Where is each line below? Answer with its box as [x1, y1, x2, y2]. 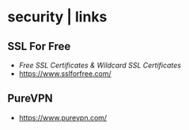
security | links [7, 8, 108, 26]
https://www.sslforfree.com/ [18, 69, 112, 78]
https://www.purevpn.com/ [18, 113, 108, 122]
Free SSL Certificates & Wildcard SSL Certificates [18, 60, 181, 70]
